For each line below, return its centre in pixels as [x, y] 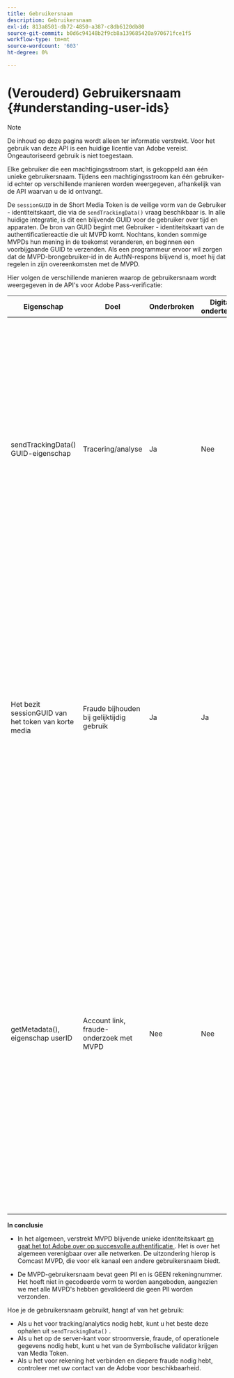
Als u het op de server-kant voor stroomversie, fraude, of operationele [118, 1338]
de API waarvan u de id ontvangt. [55, 191]
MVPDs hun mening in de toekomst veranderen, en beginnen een [101, 242]
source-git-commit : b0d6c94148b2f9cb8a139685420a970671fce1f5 [99, 33]
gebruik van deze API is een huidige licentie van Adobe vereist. [97, 148]
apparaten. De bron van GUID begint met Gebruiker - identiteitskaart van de [116, 227]
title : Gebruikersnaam [40, 14]
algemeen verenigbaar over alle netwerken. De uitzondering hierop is [116, 1253]
